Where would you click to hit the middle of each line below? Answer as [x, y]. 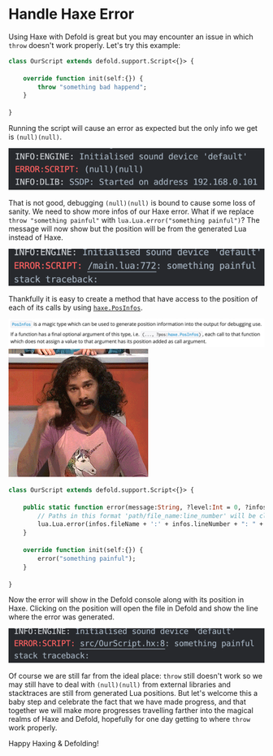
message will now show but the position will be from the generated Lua [128, 229]
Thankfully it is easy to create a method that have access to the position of [133, 298]
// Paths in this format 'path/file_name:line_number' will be [147, 516]
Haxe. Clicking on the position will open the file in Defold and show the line [133, 608]
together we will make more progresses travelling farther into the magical [131, 710]
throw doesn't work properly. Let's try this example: [95, 45]
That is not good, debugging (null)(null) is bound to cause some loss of [132, 203]
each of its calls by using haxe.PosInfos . [76, 307]
